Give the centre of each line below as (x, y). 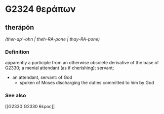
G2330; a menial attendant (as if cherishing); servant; (60, 68)
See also (16, 96)
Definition (17, 52)
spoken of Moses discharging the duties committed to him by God (87, 83)
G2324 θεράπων (41, 9)
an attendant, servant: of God (42, 77)
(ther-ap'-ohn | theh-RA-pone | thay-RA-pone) (53, 39)
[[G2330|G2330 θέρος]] (30, 106)
